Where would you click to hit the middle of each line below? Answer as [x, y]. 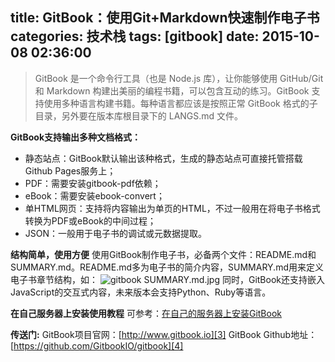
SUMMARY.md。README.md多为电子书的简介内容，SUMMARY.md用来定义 [167, 267]
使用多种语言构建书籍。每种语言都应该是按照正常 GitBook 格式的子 [180, 103]
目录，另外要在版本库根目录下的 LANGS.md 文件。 [139, 115]
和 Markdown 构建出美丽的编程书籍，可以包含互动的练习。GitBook [172, 90]
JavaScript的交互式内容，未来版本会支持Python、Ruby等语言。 [141, 292]
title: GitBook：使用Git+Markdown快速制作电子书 [165, 18]
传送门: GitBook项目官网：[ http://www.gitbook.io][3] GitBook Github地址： [164, 334]
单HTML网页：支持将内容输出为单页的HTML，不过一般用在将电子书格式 [172, 208]
